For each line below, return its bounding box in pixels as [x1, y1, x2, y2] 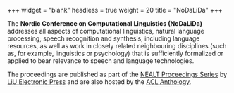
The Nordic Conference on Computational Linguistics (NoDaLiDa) [7, 20, 203, 27]
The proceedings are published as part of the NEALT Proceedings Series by [7, 70, 228, 78]
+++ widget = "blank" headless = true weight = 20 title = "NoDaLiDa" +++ [7, 6, 223, 14]
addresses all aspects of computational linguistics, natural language [7, 27, 204, 35]
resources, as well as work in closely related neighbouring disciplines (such [7, 42, 227, 50]
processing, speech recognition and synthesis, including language [7, 34, 200, 43]
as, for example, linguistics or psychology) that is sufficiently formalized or [7, 49, 224, 57]
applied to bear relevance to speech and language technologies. [7, 57, 195, 65]
